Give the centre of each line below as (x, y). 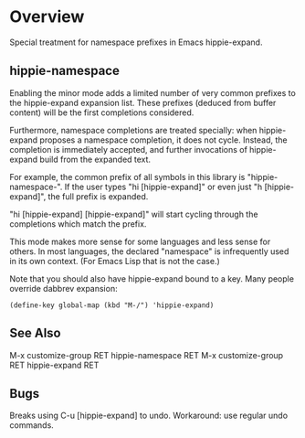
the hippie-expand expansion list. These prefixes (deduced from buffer (143, 102)
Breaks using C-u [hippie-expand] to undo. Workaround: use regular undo (149, 416)
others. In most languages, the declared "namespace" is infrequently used (149, 251)
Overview (47, 17)
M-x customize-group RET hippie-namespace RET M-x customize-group (147, 355)
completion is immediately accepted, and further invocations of (129, 149)
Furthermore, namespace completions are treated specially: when (133, 130)
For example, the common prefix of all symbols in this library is (127, 176)
